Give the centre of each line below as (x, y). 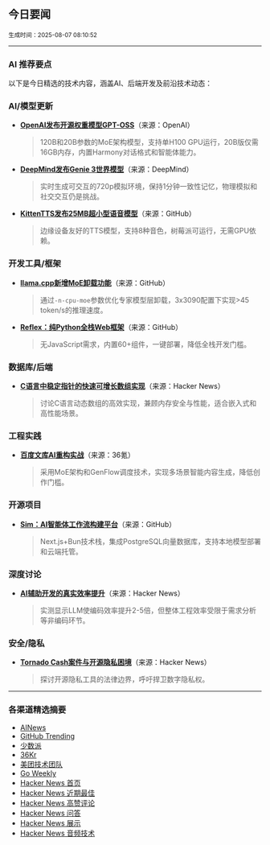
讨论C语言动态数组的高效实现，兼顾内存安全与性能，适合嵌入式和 (148, 403)
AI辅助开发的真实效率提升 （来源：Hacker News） (102, 593)
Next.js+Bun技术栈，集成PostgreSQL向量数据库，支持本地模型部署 (150, 541)
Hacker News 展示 (51, 823)
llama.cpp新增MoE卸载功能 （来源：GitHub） (95, 282)
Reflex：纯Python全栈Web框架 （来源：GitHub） (101, 327)
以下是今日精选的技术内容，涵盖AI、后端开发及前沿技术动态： (110, 84)
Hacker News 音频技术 (57, 833)
